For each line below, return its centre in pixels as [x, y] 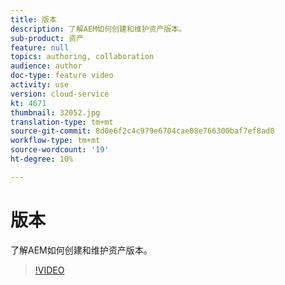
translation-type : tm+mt [62, 122]
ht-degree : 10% [42, 159]
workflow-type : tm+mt [55, 141]
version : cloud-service [60, 94]
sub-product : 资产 [47, 38]
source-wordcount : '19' [60, 150]
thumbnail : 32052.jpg [55, 112]
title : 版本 [33, 19]
